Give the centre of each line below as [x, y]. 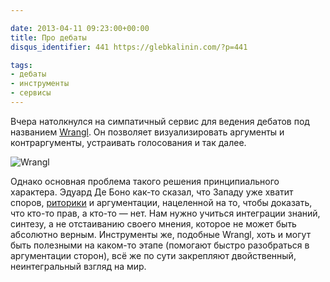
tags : [21, 65]
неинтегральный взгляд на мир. [78, 266]
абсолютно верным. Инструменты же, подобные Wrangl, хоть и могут [161, 234]
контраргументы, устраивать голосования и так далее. [128, 142]
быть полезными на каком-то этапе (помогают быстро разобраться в [160, 245]
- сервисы [31, 93]
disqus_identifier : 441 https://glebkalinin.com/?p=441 [129, 47]
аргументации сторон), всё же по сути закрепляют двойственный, [153, 255]
